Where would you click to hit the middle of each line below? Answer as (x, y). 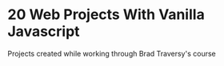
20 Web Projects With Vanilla (106, 15)
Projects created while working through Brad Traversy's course (112, 53)
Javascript (44, 31)
